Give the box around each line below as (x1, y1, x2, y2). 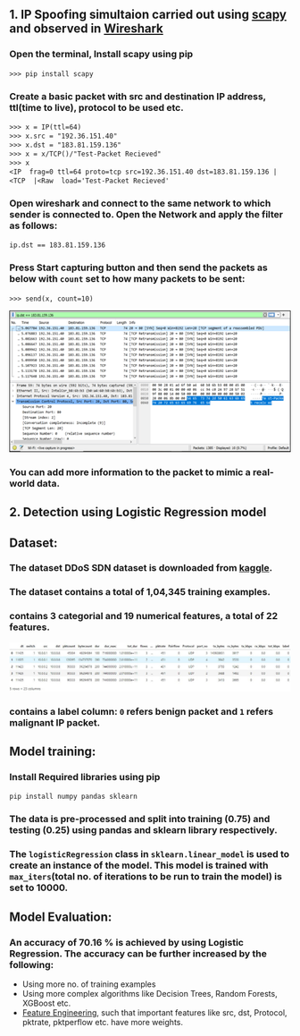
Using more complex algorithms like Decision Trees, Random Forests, (21, 988, 279, 998)
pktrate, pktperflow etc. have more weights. (21, 1016, 183, 1027)
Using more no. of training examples (21, 979, 156, 989)
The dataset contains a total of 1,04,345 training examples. (9, 586, 271, 599)
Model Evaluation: (9, 909, 112, 924)
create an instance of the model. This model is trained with (9, 859, 270, 871)
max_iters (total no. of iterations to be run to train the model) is (9, 870, 283, 883)
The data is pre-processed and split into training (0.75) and (9, 813, 271, 826)
